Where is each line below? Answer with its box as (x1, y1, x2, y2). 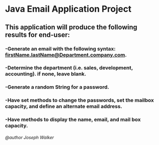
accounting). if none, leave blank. (5, 71, 87, 77)
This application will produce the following (5, 23, 137, 31)
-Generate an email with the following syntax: (5, 45, 116, 52)
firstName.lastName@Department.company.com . (5, 51, 127, 58)
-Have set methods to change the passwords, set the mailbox (5, 97, 154, 104)
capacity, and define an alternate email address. (5, 103, 122, 110)
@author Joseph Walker (5, 134, 54, 140)
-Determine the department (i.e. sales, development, (5, 65, 133, 72)
